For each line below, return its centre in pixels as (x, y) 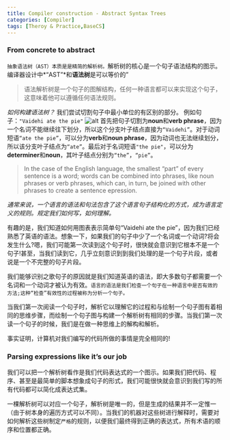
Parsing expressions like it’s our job (67, 357)
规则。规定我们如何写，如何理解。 (67, 213)
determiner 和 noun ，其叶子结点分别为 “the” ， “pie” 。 (82, 155)
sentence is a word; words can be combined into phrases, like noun (119, 176)
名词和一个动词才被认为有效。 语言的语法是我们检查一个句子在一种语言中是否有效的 (113, 285)
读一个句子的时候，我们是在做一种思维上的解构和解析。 (85, 324)
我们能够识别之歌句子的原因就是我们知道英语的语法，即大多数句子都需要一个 (115, 276)
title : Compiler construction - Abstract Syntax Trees (87, 13)
